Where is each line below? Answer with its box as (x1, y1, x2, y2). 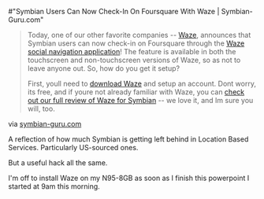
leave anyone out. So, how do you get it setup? (27, 64, 180, 73)
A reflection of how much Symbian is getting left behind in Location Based (8, 135, 249, 144)
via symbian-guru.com (8, 120, 82, 128)
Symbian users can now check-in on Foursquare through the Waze (27, 39, 245, 48)
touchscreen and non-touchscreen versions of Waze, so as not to (27, 55, 241, 64)
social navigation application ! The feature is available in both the (27, 47, 236, 56)
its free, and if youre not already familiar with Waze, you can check (27, 87, 245, 97)
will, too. (27, 104, 55, 113)
